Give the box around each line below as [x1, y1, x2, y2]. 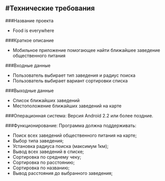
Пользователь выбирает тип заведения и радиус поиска [12, 72, 136, 78]
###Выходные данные [5, 87, 54, 94]
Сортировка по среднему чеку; [12, 154, 81, 160]
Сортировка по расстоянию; [12, 159, 75, 165]
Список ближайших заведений [12, 97, 80, 103]
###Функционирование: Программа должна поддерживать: [5, 122, 137, 129]
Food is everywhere [12, 27, 54, 34]
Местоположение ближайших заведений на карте [12, 103, 122, 109]
